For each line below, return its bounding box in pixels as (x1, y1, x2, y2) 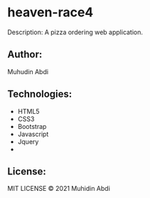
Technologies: (7, 88, 73, 100)
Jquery (17, 137, 39, 146)
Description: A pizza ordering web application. (7, 28, 144, 36)
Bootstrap (17, 122, 47, 130)
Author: (7, 48, 43, 61)
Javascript (17, 130, 49, 138)
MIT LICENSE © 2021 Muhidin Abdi (7, 184, 110, 193)
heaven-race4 (7, 4, 94, 21)
